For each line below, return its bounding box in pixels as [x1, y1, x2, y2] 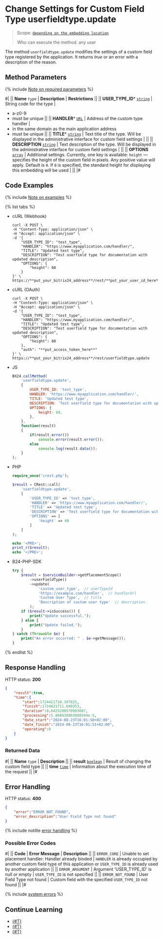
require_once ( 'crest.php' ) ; [12, 474, 69, 479]
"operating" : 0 [22, 727, 51, 731]
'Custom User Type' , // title [38, 595, 102, 600]
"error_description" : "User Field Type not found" [14, 814, 117, 819]
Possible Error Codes [5, 840, 56, 846]
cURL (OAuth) [12, 287, 40, 292]
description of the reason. [5, 59, 57, 65]
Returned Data [5, 747, 40, 754]
